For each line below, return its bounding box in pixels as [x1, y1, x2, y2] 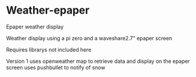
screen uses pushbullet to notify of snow [6, 63, 106, 71]
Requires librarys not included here [6, 46, 92, 53]
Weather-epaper [6, 4, 90, 17]
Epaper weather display [6, 23, 64, 30]
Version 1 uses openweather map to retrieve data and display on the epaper [6, 57, 190, 65]
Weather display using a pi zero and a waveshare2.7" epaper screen [6, 34, 172, 41]
